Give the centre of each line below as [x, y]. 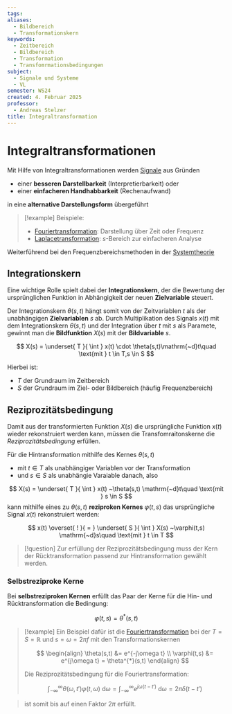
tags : [15, 14]
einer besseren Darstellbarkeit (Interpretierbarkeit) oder [98, 184]
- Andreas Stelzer [40, 110]
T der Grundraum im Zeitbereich [63, 381]
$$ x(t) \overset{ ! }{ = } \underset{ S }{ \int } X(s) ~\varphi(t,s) [116, 528]
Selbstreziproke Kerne [46, 581]
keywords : [21, 39]
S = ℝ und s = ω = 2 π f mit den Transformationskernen [102, 640]
